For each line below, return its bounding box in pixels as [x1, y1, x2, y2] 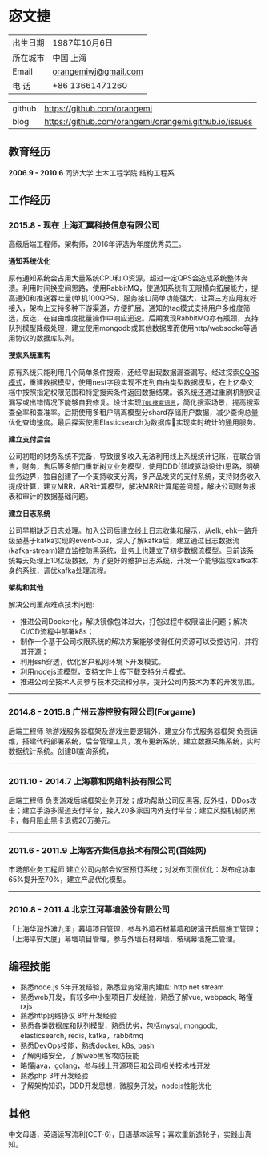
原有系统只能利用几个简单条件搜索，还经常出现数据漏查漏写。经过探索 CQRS [8, 368, 259, 377]
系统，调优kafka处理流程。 [22, 566, 111, 575]
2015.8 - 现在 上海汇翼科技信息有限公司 [8, 220, 160, 231]
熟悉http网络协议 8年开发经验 [19, 1011, 118, 1021]
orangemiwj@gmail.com [52, 66, 144, 77]
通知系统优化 [8, 256, 50, 266]
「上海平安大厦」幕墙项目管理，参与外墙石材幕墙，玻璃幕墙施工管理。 [8, 934, 240, 944]
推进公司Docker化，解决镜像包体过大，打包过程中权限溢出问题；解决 [19, 617, 248, 626]
